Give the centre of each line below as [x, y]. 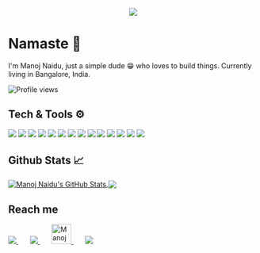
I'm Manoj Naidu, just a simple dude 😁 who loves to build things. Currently [130, 65]
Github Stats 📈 [46, 161]
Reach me [33, 209]
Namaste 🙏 [45, 44]
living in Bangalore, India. [50, 74]
